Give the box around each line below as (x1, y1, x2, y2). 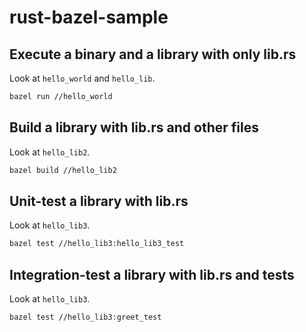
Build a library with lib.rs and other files (9, 119, 259, 136)
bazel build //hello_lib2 (9, 165, 117, 175)
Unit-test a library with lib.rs (9, 192, 189, 210)
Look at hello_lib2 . (9, 146, 91, 158)
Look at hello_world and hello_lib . (9, 72, 156, 84)
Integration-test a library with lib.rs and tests (9, 266, 295, 283)
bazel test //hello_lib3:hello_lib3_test (9, 239, 185, 249)
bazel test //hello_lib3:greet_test (9, 312, 162, 323)
